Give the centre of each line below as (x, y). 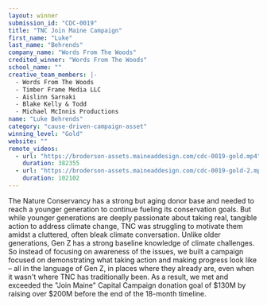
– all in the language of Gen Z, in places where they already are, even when (131, 268)
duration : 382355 (51, 164)
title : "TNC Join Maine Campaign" (66, 30)
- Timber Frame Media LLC (58, 89)
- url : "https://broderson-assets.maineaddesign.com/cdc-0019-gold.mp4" (138, 156)
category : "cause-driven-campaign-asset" (78, 126)
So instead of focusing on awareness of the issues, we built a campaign (126, 251)
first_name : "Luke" (41, 38)
